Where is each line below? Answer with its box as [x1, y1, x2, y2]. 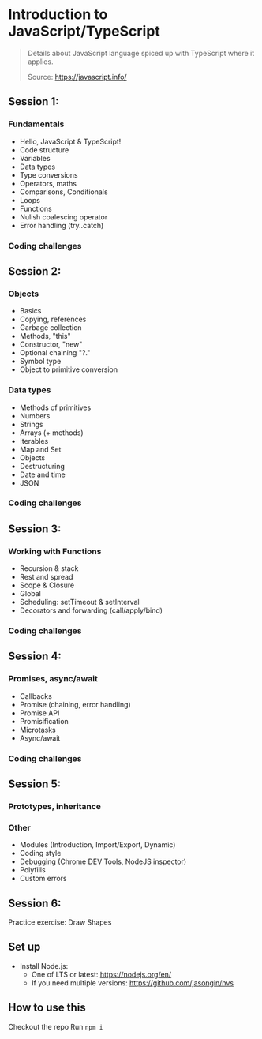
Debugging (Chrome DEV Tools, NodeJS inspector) [19, 857, 187, 866]
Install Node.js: [19, 961, 69, 970]
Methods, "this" [19, 332, 71, 341]
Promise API [19, 708, 60, 718]
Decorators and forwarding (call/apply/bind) [19, 606, 163, 615]
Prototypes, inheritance [8, 801, 101, 812]
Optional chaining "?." [19, 348, 91, 358]
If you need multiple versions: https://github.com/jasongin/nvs [31, 977, 234, 988]
